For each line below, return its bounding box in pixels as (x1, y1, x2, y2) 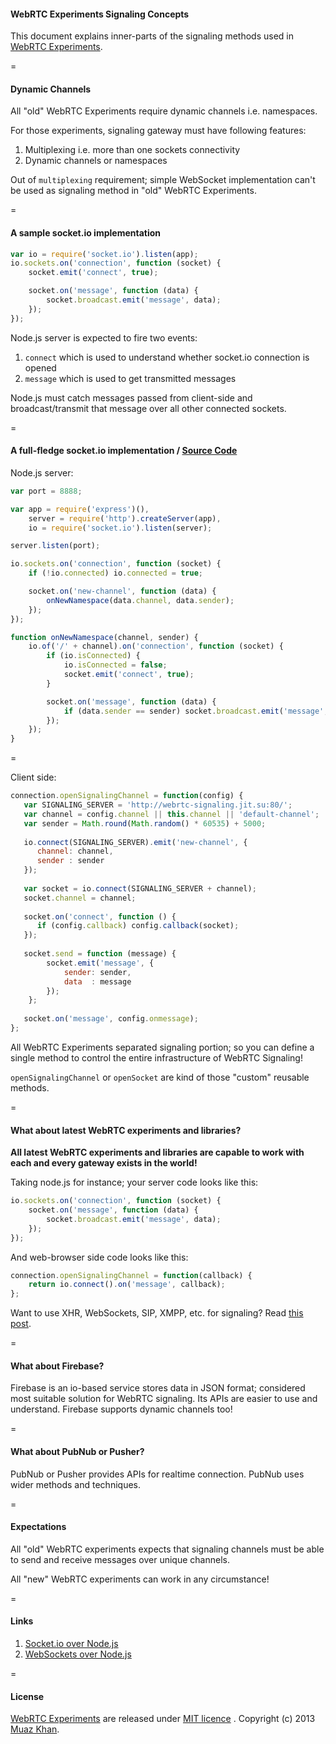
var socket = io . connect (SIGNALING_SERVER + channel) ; (23, 883, 257, 894)
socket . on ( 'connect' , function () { (23, 911, 177, 922)
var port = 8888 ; (10, 486, 83, 496)
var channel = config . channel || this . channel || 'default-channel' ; (23, 809, 320, 819)
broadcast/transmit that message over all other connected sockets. (10, 402, 287, 414)
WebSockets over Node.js (24, 1648, 132, 1660)
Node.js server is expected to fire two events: (10, 331, 198, 344)
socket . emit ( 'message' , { (46, 958, 155, 968)
